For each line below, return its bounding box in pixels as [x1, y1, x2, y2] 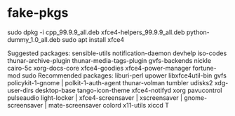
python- [186, 28, 210, 36]
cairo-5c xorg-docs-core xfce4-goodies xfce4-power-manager [7, 64, 192, 72]
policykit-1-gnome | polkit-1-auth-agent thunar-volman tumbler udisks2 [7, 78, 213, 87]
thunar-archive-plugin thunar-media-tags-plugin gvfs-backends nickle [7, 56, 212, 64]
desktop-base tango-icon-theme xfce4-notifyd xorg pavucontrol [34, 86, 222, 94]
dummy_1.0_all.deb [7, 35, 61, 43]
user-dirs [7, 86, 34, 94]
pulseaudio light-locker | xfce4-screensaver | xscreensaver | [7, 93, 183, 102]
